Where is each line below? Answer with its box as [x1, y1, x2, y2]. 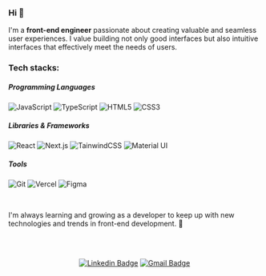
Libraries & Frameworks [8, 120, 90, 130]
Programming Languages [8, 82, 96, 91]
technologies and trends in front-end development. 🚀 [8, 219, 183, 229]
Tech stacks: [8, 62, 60, 74]
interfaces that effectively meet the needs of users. [8, 42, 178, 52]
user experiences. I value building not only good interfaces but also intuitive [8, 34, 259, 43]
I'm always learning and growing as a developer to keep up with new [8, 210, 235, 220]
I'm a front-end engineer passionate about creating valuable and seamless [8, 26, 257, 35]
